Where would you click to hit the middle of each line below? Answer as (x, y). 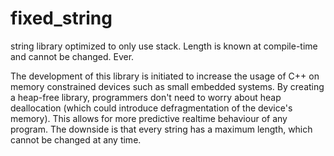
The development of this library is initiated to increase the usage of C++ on (165, 76)
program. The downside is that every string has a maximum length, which (161, 129)
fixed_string (61, 18)
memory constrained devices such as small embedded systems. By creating (167, 86)
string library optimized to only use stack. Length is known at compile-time (164, 46)
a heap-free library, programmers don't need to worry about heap (146, 97)
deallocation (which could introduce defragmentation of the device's (151, 108)
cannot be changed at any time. (76, 139)
